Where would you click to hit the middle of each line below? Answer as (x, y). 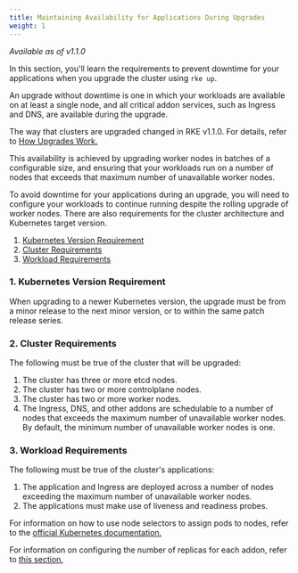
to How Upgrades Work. (54, 141)
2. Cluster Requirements (63, 343)
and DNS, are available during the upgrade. (89, 114)
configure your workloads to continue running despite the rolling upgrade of (149, 204)
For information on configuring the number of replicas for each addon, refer (148, 550)
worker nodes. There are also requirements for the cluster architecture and (147, 213)
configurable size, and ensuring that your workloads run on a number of (141, 168)
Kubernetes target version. (58, 223)
